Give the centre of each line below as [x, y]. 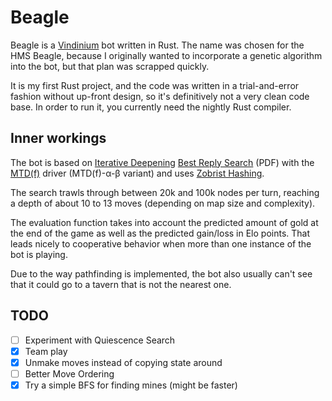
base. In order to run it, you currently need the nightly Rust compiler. [151, 107]
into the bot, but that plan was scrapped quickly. [110, 66]
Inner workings [58, 138]
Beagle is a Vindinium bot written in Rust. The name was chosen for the [157, 45]
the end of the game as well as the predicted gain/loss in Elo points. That [160, 233]
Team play [46, 351]
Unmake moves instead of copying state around [123, 362]
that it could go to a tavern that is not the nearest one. [121, 284]
